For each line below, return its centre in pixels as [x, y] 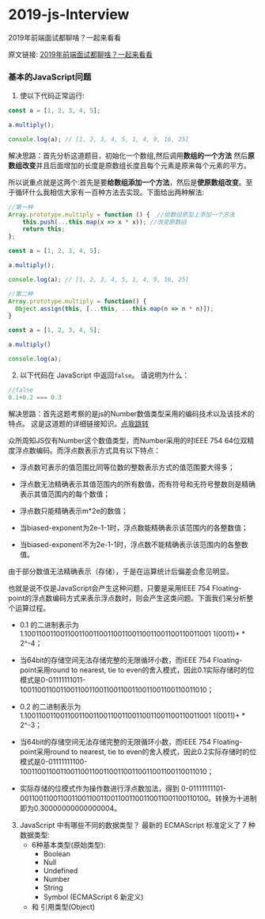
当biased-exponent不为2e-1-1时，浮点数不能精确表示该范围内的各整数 [134, 544]
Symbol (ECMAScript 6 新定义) [93, 897]
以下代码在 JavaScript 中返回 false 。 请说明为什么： [104, 375]
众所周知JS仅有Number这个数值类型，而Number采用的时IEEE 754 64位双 [128, 440]
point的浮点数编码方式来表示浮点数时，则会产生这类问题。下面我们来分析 [127, 598]
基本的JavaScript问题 [50, 77]
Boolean [57, 853]
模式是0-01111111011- [53, 680]
